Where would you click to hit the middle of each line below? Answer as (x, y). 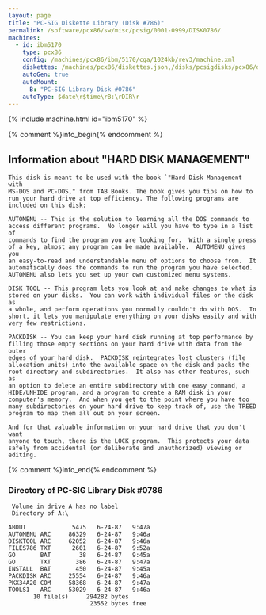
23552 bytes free (118, 604)
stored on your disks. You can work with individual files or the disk (131, 296)
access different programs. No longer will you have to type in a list (131, 227)
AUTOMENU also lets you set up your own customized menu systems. (120, 275)
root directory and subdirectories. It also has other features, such (129, 372)
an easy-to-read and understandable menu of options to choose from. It (133, 261)
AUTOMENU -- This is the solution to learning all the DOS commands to (129, 220)
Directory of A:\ (40, 514)
